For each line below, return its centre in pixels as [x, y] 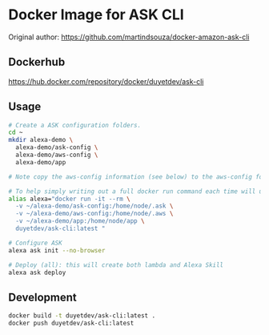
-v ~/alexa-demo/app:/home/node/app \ [80, 221]
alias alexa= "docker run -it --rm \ [69, 199]
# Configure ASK [35, 243]
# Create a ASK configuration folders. [75, 125]
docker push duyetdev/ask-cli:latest [71, 323]
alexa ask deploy [37, 272]
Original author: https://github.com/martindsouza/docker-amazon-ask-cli [129, 37]
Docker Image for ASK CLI [96, 15]
